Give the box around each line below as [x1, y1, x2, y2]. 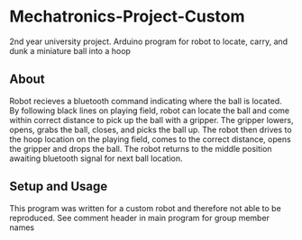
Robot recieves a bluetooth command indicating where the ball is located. [9, 95, 282, 106]
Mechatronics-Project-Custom [9, 6, 245, 27]
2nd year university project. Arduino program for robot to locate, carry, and [9, 36, 288, 47]
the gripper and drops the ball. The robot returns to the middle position [9, 143, 272, 154]
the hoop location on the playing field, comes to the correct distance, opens [9, 133, 291, 145]
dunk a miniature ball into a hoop [9, 45, 131, 56]
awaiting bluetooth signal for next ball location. [9, 153, 183, 164]
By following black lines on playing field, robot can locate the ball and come [9, 105, 290, 116]
